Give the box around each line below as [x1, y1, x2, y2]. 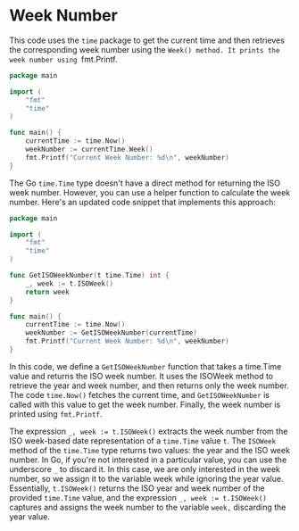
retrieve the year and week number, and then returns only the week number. [9, 380, 289, 391]
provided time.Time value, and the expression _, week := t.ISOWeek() [9, 492, 268, 502]
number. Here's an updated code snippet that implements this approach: [9, 196, 277, 207]
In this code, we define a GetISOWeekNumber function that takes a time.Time [9, 361, 282, 371]
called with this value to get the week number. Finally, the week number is [9, 399, 281, 410]
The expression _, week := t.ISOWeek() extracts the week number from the [9, 426, 288, 436]
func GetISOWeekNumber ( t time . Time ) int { [9, 271, 170, 280]
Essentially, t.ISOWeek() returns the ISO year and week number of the [9, 483, 265, 494]
